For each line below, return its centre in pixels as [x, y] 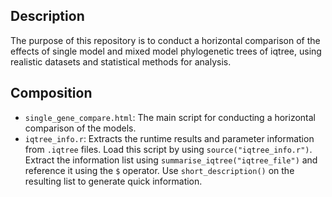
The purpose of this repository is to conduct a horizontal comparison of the [165, 40]
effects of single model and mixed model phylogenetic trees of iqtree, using [166, 51]
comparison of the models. [80, 128]
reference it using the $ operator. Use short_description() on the [159, 170]
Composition [51, 93]
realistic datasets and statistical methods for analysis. [121, 61]
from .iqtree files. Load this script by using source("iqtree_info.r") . [168, 149]
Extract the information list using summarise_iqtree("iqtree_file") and [171, 160]
